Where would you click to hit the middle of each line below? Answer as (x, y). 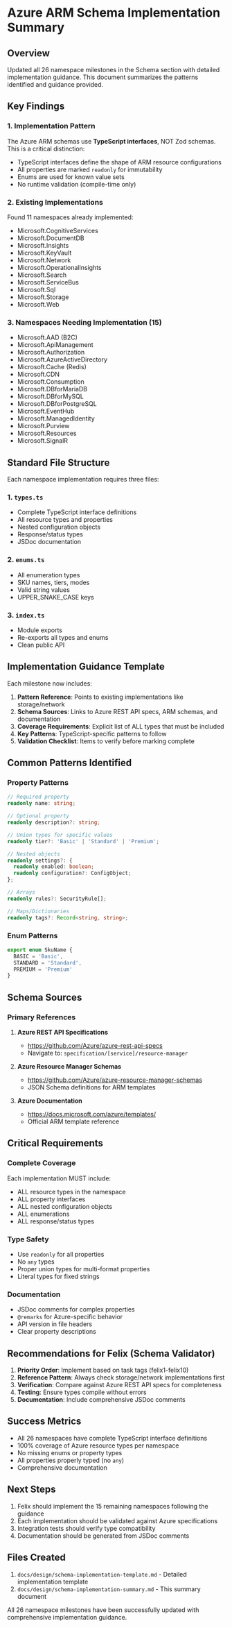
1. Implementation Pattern (51, 126)
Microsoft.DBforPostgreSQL (57, 404)
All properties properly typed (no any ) (71, 1460)
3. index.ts (26, 615)
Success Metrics (44, 1422)
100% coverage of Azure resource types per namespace (98, 1445)
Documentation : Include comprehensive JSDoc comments (101, 1400)
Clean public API (41, 645)
